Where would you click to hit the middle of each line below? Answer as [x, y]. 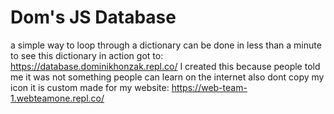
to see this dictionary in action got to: [87, 55]
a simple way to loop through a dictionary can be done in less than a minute [166, 45]
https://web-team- [209, 87]
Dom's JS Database [93, 17]
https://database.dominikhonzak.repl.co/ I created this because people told [165, 66]
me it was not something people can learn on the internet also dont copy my [167, 77]
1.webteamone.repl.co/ [57, 98]
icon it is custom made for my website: [90, 87]
